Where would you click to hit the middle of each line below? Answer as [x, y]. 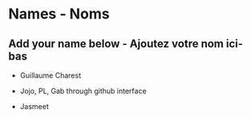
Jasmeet [34, 106]
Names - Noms [59, 14]
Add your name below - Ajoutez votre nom [116, 44]
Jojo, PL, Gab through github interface [83, 91]
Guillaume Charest [51, 75]
